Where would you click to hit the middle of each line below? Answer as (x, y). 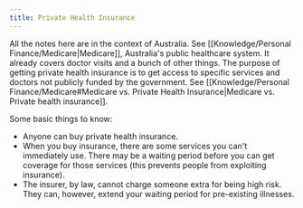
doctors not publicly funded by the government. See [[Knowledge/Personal (149, 81)
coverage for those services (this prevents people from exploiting (144, 165)
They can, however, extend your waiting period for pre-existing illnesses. (158, 194)
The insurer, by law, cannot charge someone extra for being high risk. (152, 184)
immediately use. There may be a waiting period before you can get (148, 156)
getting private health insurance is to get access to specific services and (145, 72)
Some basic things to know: (61, 118)
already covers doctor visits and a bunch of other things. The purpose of (145, 62)
